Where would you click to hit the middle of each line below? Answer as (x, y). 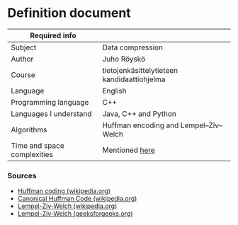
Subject (24, 47)
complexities (32, 154)
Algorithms (29, 129)
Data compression (133, 47)
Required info (53, 35)
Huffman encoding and (141, 125)
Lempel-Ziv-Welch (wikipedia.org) (67, 206)
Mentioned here (129, 150)
